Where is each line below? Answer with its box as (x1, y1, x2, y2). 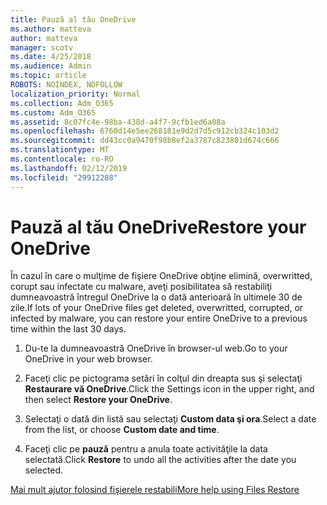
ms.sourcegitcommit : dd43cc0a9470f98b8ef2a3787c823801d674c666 (10, 136, 280, 146)
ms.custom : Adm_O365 (10, 107, 97, 118)
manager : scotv (10, 42, 74, 53)
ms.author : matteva (10, 24, 92, 34)
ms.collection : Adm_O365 (10, 98, 114, 108)
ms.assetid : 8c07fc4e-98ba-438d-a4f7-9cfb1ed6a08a (10, 117, 226, 127)
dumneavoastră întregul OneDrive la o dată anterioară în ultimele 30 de (10, 291, 303, 303)
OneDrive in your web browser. (24, 353, 153, 365)
